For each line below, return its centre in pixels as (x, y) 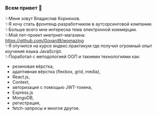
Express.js (23, 92)
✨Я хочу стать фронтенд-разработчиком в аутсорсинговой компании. (79, 24)
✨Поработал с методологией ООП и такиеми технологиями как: (73, 57)
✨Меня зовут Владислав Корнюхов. (43, 19)
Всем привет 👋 (24, 8)
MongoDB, (23, 98)
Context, (21, 82)
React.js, (21, 77)
